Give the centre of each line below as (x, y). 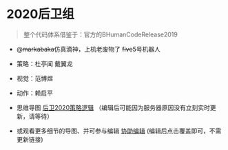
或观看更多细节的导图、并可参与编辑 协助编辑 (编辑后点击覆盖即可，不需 (119, 131)
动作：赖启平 (34, 93)
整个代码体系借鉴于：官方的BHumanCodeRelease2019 (101, 34)
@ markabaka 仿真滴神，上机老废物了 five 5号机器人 (89, 49)
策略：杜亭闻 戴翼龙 (44, 63)
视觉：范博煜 (34, 78)
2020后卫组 (41, 14)
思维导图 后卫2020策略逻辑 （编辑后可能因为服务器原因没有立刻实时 (113, 107)
